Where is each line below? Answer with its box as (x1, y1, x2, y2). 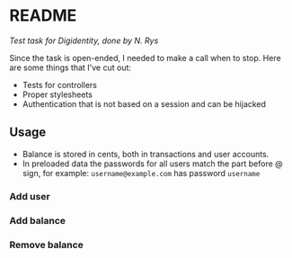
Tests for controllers (22, 79, 97, 90)
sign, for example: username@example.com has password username (22, 167, 261, 178)
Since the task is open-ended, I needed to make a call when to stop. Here (9, 52, 281, 63)
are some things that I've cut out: (9, 62, 132, 73)
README (9, 5, 77, 26)
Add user (9, 190, 51, 202)
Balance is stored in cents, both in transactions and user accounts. (22, 148, 270, 159)
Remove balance (9, 238, 84, 251)
